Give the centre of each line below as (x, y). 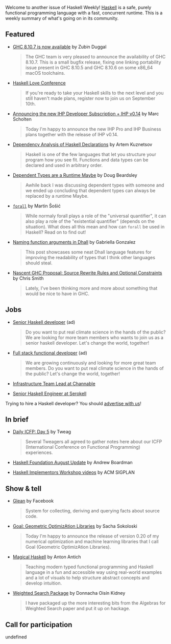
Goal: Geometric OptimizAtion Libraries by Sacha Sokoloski (75, 526)
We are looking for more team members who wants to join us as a (94, 337)
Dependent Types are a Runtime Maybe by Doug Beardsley (75, 175)
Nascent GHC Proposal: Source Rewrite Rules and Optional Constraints (87, 273)
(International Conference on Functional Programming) (83, 447)
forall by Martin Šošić (37, 206)
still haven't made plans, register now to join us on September (90, 98)
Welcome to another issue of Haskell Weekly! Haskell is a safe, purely (78, 7)
